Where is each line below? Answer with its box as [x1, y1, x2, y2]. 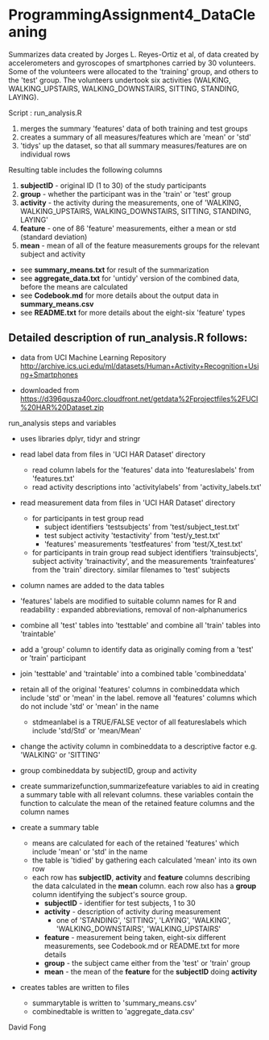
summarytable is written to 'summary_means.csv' [31, 998, 197, 1008]
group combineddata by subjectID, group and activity [19, 765, 197, 775]
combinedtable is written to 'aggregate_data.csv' [31, 1006, 195, 1016]
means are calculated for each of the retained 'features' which [31, 837, 240, 848]
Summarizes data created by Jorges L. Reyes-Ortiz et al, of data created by [8, 49, 259, 59]
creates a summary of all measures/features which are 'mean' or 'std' [19, 132, 251, 142]
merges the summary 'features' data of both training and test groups [19, 123, 248, 133]
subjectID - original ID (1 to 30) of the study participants [19, 180, 207, 190]
